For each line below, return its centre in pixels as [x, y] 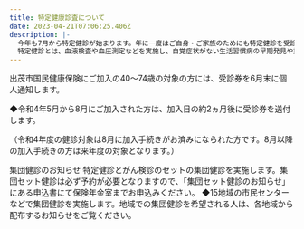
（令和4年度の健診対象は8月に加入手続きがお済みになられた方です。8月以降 [151, 139]
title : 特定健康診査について [57, 18]
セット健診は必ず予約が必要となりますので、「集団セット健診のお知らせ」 [153, 181]
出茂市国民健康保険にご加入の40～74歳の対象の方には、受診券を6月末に [144, 79]
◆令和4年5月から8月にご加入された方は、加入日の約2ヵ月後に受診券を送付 [150, 109]
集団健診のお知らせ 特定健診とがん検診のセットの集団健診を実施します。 [145, 170]
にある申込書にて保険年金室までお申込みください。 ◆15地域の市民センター [149, 193]
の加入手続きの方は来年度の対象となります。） [94, 151]
